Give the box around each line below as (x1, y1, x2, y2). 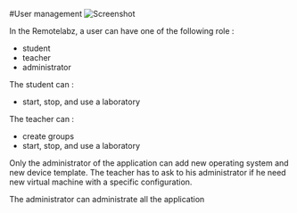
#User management (9, 9, 83, 19)
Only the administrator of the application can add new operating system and (9, 158, 289, 168)
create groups (21, 131, 74, 142)
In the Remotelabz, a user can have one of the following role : (9, 26, 235, 36)
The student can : (9, 79, 74, 89)
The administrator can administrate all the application (9, 194, 205, 204)
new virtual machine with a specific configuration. (9, 176, 193, 187)
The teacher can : (9, 114, 74, 124)
